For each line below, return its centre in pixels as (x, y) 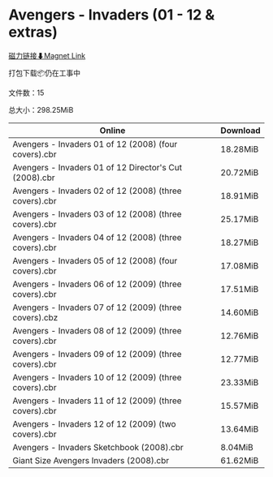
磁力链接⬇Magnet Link (47, 55)
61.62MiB (240, 460)
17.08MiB (240, 265)
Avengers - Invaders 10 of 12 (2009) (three (97, 377)
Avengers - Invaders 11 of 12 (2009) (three (97, 401)
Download (240, 130)
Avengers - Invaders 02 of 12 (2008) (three (97, 191)
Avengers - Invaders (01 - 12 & (112, 15)
